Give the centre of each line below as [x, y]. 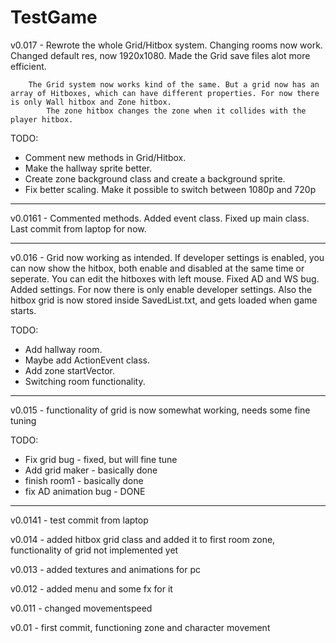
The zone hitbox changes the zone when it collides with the [176, 111]
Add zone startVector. [70, 370]
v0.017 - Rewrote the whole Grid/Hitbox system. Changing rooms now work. [166, 45]
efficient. [28, 66]
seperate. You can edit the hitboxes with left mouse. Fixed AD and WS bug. [165, 278]
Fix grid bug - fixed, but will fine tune [101, 459]
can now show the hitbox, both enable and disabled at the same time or [157, 268]
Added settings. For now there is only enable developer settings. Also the [161, 289]
